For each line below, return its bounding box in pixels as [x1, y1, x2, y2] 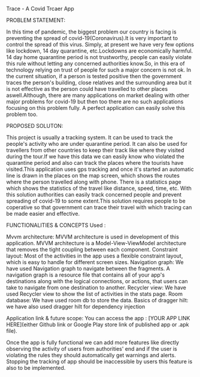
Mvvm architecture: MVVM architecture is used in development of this [6, 233, 180, 240]
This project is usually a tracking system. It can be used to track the [6, 134, 173, 141]
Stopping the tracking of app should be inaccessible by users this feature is [6, 358, 193, 365]
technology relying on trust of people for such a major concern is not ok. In [6, 66, 192, 73]
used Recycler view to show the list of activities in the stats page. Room [6, 290, 183, 298]
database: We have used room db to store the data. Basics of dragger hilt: [6, 297, 189, 304]
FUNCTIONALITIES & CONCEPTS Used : [6, 222, 106, 229]
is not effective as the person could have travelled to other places [6, 85, 168, 92]
